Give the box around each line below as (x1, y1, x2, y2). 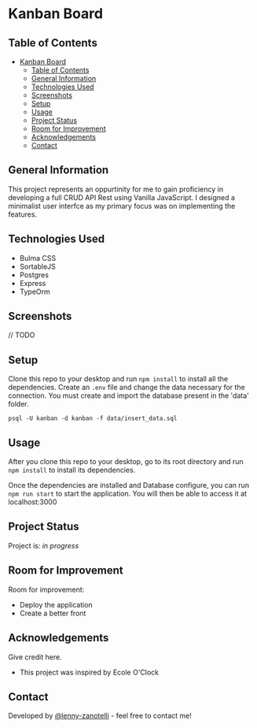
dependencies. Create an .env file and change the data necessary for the (8, 383, 245, 392)
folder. (8, 399, 29, 409)
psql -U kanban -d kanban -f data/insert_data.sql (8, 414, 178, 422)
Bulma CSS (19, 253, 57, 262)
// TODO (8, 330, 35, 340)
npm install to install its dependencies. (8, 466, 136, 475)
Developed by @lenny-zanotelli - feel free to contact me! (8, 711, 193, 721)
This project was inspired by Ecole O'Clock (19, 667, 160, 677)
